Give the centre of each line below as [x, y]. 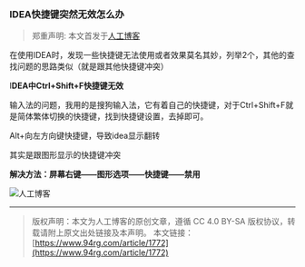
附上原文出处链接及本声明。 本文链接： [120, 232]
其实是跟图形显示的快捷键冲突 [65, 155]
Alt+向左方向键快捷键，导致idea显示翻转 [85, 136]
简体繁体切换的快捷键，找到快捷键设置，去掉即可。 [113, 116]
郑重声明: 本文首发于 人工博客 [86, 36]
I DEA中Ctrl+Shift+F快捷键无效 [67, 86]
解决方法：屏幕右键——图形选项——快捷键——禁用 [105, 174]
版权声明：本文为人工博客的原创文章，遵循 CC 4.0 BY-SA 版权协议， [159, 222]
